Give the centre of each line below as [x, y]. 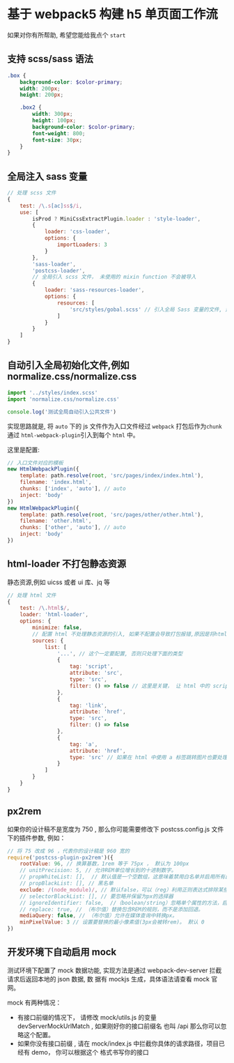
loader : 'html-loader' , [54, 615]
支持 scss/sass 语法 [50, 59]
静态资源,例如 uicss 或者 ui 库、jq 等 [58, 582]
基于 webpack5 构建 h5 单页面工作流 [112, 14]
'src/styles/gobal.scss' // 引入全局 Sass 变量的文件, [146, 309]
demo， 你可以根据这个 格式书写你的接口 [90, 1052]
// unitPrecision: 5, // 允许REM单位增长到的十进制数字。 [98, 871]
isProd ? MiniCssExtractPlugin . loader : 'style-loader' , [116, 219]
